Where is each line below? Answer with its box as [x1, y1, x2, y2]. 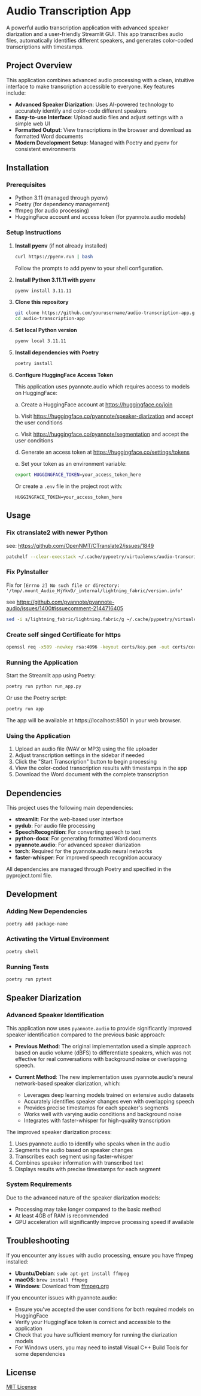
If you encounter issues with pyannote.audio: [6, 1294, 117, 1301]
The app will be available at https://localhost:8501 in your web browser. [6, 716, 181, 723]
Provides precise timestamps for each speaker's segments [23, 1104, 169, 1111]
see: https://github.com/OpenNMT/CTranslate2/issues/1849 [6, 542, 154, 549]
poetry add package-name [6, 921, 68, 927]
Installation [6, 163, 49, 173]
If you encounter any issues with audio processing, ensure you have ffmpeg [6, 1252, 193, 1259]
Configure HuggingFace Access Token [14, 371, 114, 378]
